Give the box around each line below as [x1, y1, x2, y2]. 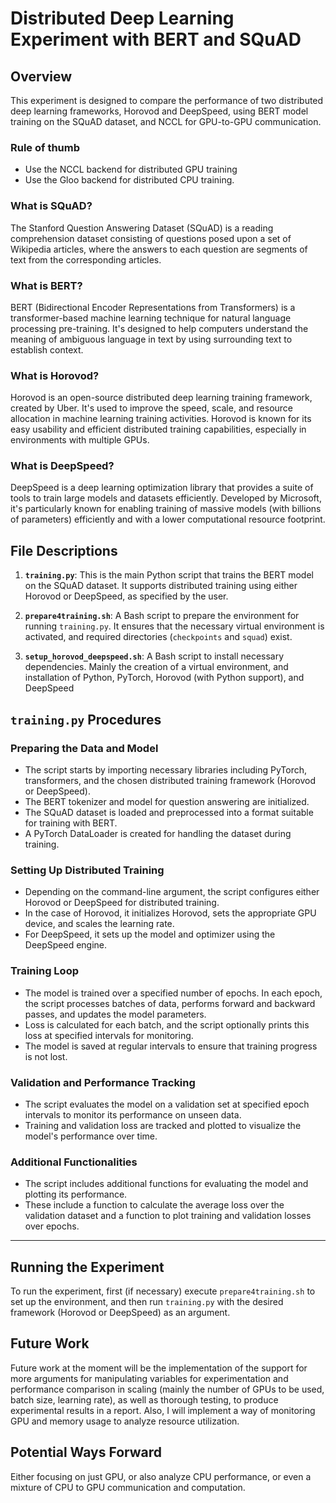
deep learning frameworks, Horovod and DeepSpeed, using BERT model [10, 105, 309, 117]
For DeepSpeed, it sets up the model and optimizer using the [24, 928, 276, 941]
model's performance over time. [24, 1130, 158, 1142]
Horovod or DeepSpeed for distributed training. [24, 897, 220, 909]
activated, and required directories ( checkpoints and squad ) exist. [24, 631, 293, 643]
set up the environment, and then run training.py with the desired [10, 1295, 284, 1307]
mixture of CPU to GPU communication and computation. [10, 1481, 246, 1493]
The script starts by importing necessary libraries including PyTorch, [24, 763, 308, 776]
